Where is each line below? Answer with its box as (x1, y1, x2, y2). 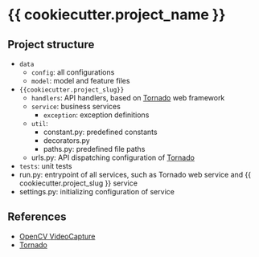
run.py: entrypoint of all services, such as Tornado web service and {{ (18, 170, 252, 179)
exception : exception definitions (43, 110, 150, 120)
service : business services (31, 102, 121, 111)
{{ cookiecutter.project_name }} (7, 6, 226, 24)
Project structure (7, 38, 95, 51)
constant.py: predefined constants (43, 127, 158, 137)
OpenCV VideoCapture (18, 231, 96, 241)
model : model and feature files (31, 76, 130, 85)
